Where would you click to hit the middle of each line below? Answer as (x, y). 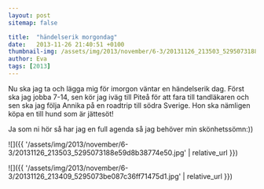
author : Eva (27, 59)
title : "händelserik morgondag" (63, 37)
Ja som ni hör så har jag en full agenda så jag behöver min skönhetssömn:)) (131, 129)
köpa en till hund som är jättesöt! (61, 113)
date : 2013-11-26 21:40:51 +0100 (66, 44)
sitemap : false (33, 23)
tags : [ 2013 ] (29, 67)
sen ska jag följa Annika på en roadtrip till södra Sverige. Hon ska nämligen (129, 105)
